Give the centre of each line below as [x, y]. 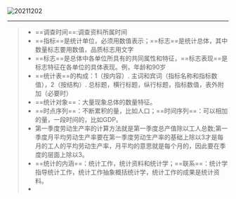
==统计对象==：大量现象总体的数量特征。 [96, 102]
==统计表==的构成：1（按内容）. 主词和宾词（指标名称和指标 [123, 76]
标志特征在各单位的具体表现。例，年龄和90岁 [100, 67]
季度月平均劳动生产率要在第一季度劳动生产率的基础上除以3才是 [126, 137]
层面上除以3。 [68, 155]
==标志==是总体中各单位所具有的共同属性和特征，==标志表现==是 [131, 58]
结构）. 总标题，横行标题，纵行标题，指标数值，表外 [142, 84]
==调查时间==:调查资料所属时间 [81, 32]
